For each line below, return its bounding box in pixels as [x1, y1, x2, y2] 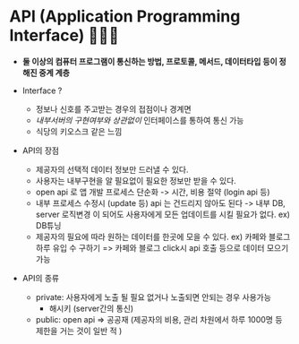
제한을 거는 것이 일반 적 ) [35, 325, 123, 336]
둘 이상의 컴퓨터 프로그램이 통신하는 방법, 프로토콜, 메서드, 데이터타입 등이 [21, 56, 278, 66]
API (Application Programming [9, 6, 241, 27]
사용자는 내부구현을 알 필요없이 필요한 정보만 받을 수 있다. [35, 175, 237, 185]
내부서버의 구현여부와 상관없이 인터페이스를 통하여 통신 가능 [35, 115, 244, 125]
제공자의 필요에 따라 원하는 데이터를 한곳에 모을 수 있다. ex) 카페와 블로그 [35, 231, 291, 242]
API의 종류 [21, 272, 60, 283]
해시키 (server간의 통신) [48, 303, 134, 314]
